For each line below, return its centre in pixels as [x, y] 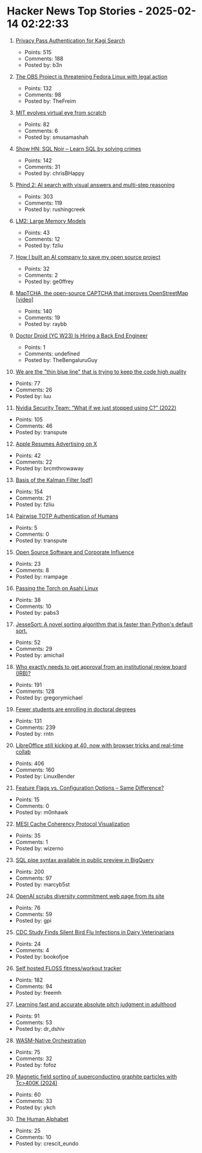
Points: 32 [37, 268]
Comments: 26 [34, 390]
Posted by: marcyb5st [43, 884]
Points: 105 [29, 419]
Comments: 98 [43, 94]
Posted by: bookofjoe [42, 956]
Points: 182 [29, 980]
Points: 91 [27, 1016]
